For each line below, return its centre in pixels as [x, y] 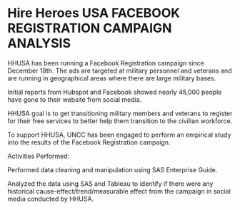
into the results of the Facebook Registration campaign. [89, 142]
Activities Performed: [39, 156]
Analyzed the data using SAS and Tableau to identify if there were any [110, 184]
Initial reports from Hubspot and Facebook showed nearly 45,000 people [115, 92]
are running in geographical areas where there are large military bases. [112, 78]
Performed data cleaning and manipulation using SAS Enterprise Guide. [112, 169]
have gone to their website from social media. [75, 99]
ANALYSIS [39, 43]
